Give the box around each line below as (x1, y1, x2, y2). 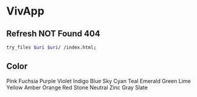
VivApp (6, 4, 44, 18)
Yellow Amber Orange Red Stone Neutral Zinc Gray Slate (6, 84, 148, 91)
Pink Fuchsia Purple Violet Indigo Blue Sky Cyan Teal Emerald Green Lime (6, 77, 191, 84)
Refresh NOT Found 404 (6, 28, 100, 39)
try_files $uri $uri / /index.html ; (6, 44, 97, 50)
